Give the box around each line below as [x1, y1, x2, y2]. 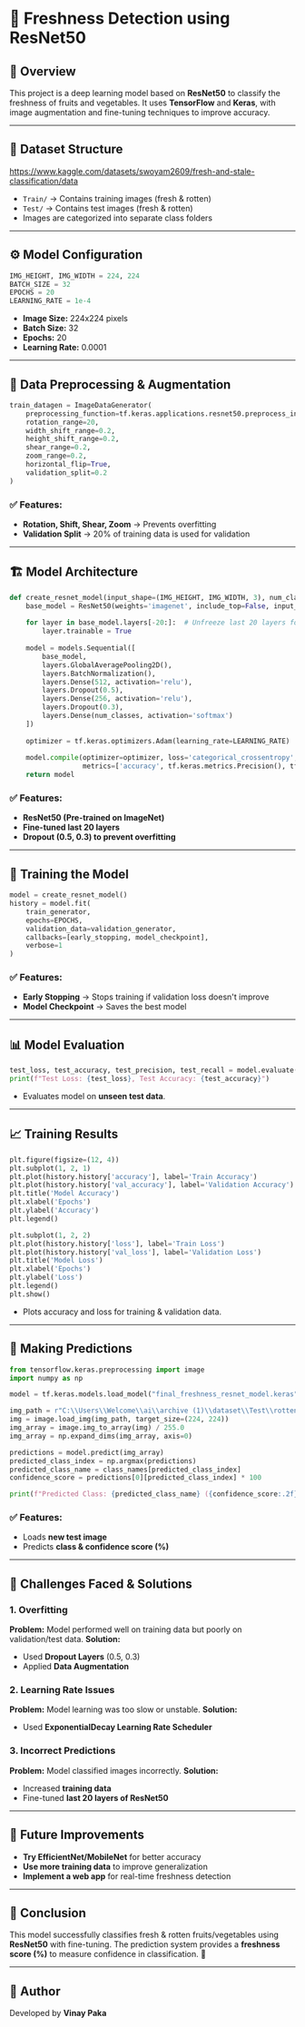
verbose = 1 [25, 941, 64, 950]
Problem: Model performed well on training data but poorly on [9, 1624, 242, 1635]
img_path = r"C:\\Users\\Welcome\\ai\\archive [9, 1406, 189, 1415]
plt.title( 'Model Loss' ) [9, 1256, 103, 1265]
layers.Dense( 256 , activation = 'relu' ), [42, 694, 193, 704]
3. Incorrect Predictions [9, 1745, 116, 1757]
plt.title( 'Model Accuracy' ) [9, 1189, 120, 1198]
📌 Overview [9, 64, 76, 79]
